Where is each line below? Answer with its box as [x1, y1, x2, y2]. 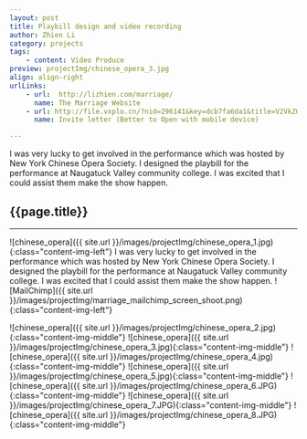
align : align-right [9, 73, 84, 82]
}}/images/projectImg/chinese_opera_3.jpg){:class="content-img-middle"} [9, 341, 290, 352]
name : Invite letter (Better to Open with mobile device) [33, 115, 259, 124]
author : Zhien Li [9, 30, 76, 39]
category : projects [9, 38, 84, 48]
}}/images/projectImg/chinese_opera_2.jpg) [111, 321, 277, 333]
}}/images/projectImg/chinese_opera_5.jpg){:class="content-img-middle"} [9, 371, 290, 382]
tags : [9, 47, 30, 57]
